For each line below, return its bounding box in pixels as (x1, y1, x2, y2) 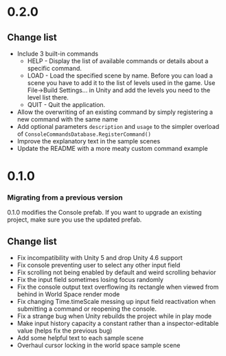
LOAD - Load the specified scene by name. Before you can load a (27, 71, 213, 80)
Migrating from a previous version (7, 193, 124, 202)
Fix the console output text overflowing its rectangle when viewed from (16, 283, 219, 292)
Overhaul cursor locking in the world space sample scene (16, 341, 181, 350)
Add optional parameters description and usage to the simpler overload (16, 123, 220, 130)
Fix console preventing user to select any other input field (16, 261, 181, 270)
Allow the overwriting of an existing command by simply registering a (16, 108, 213, 116)
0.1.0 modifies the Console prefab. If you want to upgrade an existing (7, 209, 202, 217)
